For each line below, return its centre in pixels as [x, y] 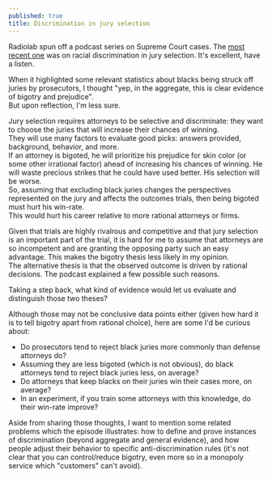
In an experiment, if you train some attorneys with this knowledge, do [135, 398]
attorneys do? [43, 355]
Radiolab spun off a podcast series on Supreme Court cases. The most [127, 46]
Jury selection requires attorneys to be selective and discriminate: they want [136, 121]
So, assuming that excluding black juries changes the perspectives [120, 189]
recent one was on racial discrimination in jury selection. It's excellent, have [134, 55]
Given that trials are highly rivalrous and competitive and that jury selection [133, 231]
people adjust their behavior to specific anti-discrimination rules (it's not [129, 448]
